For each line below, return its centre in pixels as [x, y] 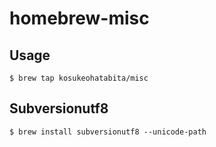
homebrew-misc [79, 18]
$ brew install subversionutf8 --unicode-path [108, 132]
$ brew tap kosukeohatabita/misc [79, 78]
